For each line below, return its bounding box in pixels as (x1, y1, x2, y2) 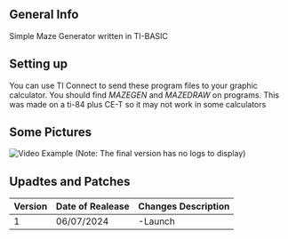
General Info (9, 7, 79, 22)
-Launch (138, 215, 175, 227)
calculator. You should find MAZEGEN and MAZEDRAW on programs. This (9, 89, 280, 100)
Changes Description (138, 200, 230, 212)
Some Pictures (9, 124, 92, 140)
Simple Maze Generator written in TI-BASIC (9, 30, 169, 41)
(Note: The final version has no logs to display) (75, 148, 246, 159)
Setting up (9, 57, 68, 72)
